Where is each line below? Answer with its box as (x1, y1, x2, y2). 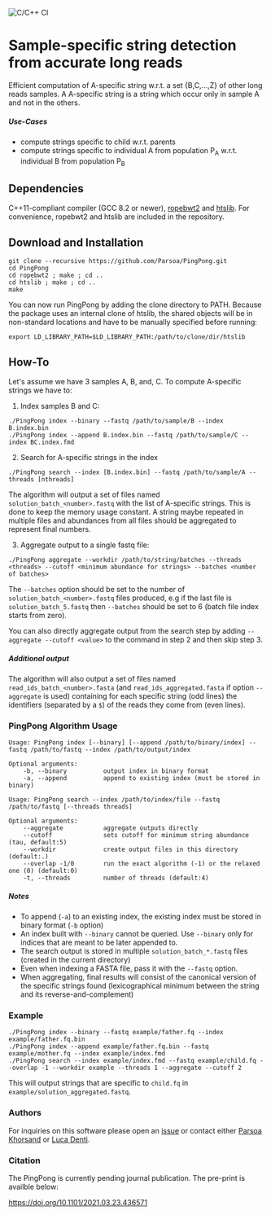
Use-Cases (8, 116, 48, 126)
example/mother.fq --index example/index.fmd (8, 1050, 165, 1058)
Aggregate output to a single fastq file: (20, 540, 150, 550)
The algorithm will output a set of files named (8, 489, 160, 499)
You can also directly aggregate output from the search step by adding (8, 625, 246, 635)
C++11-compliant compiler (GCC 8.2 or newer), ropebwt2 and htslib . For (8, 204, 250, 213)
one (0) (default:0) (8, 867, 79, 875)
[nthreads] (37, 475, 75, 484)
